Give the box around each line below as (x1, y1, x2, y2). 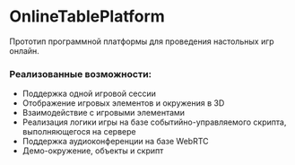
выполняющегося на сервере (22, 126, 136, 137)
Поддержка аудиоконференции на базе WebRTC (22, 136, 209, 147)
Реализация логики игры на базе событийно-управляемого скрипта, (22, 117, 287, 127)
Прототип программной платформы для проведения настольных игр (9, 36, 275, 47)
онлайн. (9, 45, 40, 56)
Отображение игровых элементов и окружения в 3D (22, 98, 225, 109)
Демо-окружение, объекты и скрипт (22, 145, 164, 156)
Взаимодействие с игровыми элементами (22, 108, 186, 118)
